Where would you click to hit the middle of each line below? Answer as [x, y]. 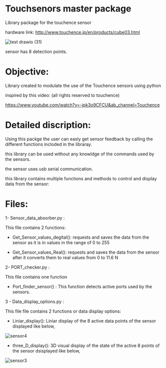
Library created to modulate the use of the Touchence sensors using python [83, 85]
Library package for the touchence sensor [48, 22]
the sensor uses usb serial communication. [49, 169]
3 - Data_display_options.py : [35, 301]
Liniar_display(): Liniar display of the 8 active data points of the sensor [84, 321]
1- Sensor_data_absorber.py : [35, 218]
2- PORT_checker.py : [27, 267]
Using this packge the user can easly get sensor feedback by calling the [79, 139]
